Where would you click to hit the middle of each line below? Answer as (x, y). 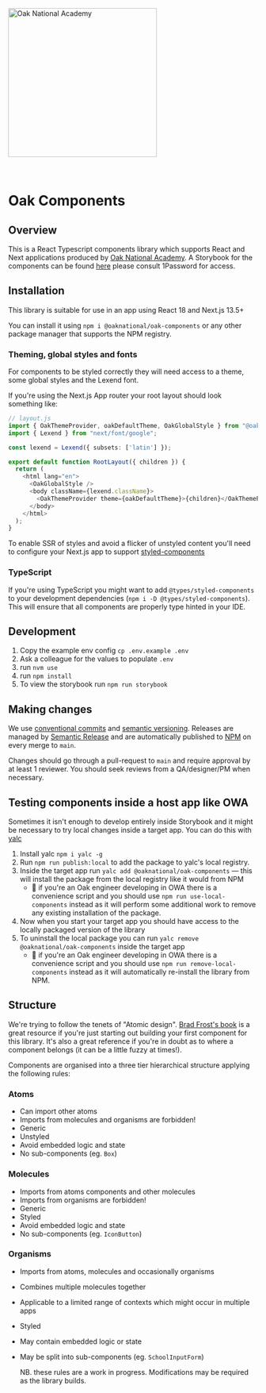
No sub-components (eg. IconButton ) (81, 1233)
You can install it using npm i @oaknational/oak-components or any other (125, 325)
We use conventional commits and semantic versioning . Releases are (121, 729)
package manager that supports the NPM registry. (90, 333)
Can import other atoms (58, 1111)
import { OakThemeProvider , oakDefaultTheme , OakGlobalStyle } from (123, 425)
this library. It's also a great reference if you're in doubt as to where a (121, 1041)
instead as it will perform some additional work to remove (163, 905)
